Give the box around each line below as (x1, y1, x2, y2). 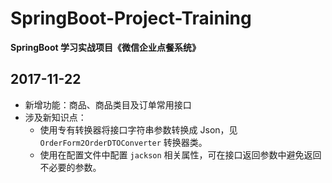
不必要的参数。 (39, 161, 102, 173)
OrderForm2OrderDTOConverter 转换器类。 (39, 136, 208, 148)
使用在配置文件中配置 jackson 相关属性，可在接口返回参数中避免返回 (39, 148, 322, 161)
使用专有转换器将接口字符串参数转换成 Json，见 (39, 123, 238, 136)
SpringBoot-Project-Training (10, 7, 252, 30)
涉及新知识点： (24, 111, 87, 123)
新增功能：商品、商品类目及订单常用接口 (24, 98, 192, 111)
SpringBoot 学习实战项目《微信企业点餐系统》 (10, 41, 201, 53)
